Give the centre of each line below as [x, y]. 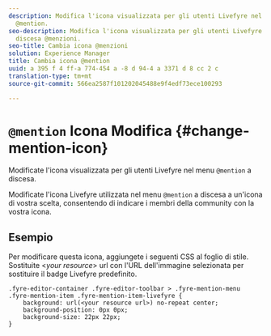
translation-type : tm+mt [50, 76]
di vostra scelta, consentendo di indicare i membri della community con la [131, 203]
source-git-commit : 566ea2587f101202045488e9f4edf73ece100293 [115, 83]
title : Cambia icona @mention [59, 62]
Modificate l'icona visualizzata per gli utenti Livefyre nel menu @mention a [130, 170]
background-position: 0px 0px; [76, 310]
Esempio [31, 237]
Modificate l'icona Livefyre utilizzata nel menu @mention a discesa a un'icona [135, 194]
